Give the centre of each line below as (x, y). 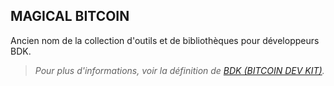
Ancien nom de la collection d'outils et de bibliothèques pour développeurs (165, 40)
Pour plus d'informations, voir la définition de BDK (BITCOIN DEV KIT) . (179, 70)
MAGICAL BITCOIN (70, 16)
